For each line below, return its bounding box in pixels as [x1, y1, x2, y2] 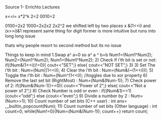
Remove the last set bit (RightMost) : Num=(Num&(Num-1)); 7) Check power [5, 77, 157, 83]
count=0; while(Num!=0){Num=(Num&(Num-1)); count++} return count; [5, 108, 148, 114]
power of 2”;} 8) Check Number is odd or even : [5, 88, 100, 93]
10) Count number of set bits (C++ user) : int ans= [27, 98, 127, 104]
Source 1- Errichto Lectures [5, 4, 60, 10]
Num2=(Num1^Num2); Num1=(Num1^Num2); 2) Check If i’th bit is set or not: [5, 57, 157, 62]
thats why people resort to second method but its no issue [5, 43, 122, 48]
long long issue [5, 33, 35, 39]
